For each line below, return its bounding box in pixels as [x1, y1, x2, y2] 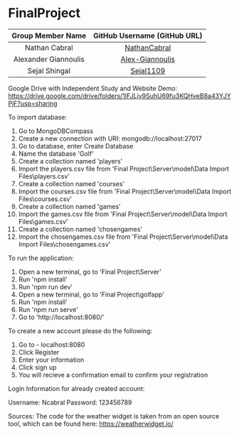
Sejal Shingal [27, 65, 70, 75]
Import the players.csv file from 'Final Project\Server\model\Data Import [18, 164, 230, 173]
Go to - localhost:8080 [18, 340, 85, 349]
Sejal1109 [130, 65, 166, 75]
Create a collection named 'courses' [18, 179, 125, 188]
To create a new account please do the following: [8, 326, 153, 335]
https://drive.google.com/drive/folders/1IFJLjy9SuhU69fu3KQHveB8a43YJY [8, 91, 231, 100]
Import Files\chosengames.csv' [18, 240, 111, 248]
